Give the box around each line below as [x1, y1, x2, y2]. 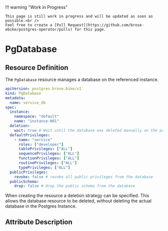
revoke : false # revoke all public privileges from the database [14, 174, 153, 179]
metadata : [5, 95, 26, 100]
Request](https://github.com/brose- [67, 22, 144, 27]
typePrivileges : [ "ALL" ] [18, 165, 70, 170]
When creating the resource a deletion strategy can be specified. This [5, 193, 149, 199]
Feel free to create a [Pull [5, 22, 66, 27]
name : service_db [9, 100, 46, 105]
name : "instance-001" [14, 119, 59, 124]
